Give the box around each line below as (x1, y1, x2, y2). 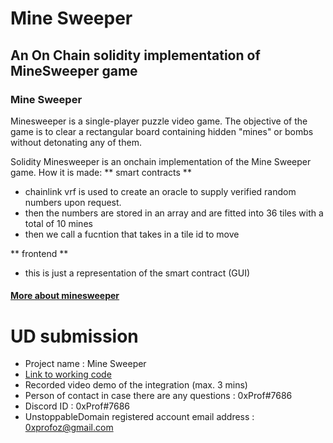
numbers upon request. (24, 196, 122, 208)
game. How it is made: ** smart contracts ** (10, 166, 192, 178)
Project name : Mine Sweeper (24, 358, 147, 370)
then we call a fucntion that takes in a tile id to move (24, 228, 240, 240)
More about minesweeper (10, 290, 120, 302)
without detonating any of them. (10, 136, 142, 148)
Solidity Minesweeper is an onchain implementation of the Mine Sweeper (10, 155, 312, 167)
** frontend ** (10, 247, 69, 259)
